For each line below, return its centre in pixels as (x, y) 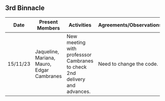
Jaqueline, (47, 51)
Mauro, (43, 64)
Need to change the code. (128, 64)
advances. (79, 91)
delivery (76, 79)
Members (49, 28)
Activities (80, 25)
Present (48, 22)
